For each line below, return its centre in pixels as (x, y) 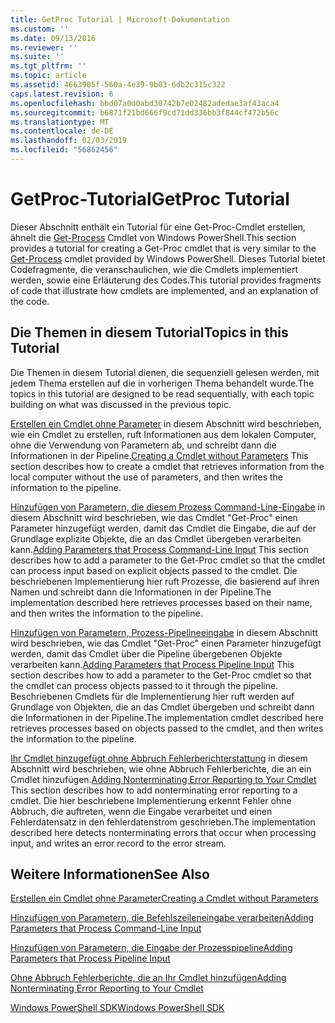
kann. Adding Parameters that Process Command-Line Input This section (159, 549)
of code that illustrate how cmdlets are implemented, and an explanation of (164, 290)
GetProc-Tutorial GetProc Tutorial (150, 199)
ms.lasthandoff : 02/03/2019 (69, 141)
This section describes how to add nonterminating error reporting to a (154, 790)
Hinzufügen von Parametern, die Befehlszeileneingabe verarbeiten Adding (162, 918)
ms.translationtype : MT (60, 122)
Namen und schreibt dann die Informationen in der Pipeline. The (141, 592)
